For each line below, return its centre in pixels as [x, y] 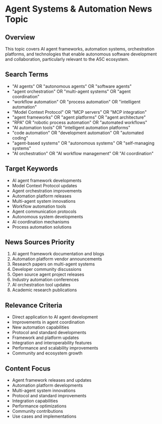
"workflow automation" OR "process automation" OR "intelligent [76, 102]
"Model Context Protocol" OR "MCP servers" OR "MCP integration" [79, 112]
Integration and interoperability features [52, 343]
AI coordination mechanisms [41, 222]
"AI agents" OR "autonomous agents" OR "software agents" [72, 86]
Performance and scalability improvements [55, 348]
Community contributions [37, 411]
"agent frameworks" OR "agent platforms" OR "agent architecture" [79, 117]
